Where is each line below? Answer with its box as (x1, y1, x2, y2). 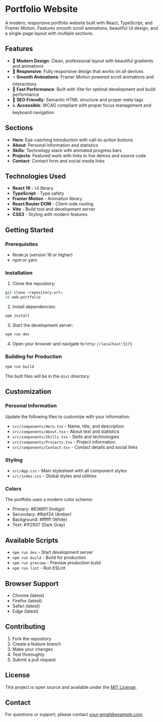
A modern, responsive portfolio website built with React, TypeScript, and (5, 20, 153, 26)
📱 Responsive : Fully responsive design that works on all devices (12, 68, 144, 74)
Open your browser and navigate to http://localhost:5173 (12, 340, 132, 346)
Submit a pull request (12, 656, 56, 663)
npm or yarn (12, 257, 38, 263)
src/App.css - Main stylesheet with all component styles (12, 468, 127, 474)
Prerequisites (5, 241, 38, 248)
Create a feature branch (12, 641, 61, 647)
